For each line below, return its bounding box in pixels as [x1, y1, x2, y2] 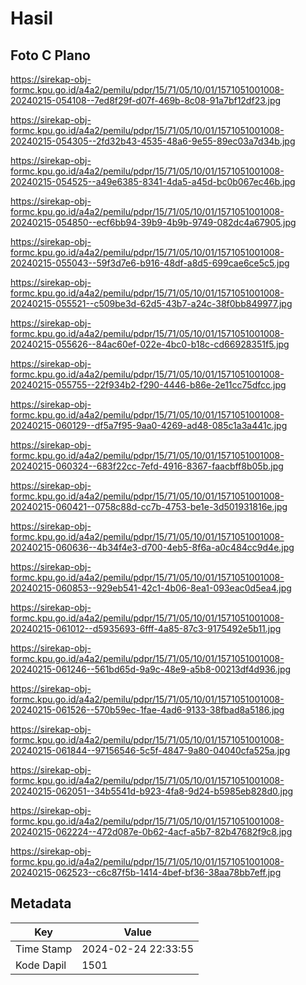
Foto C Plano [10, 47, 91, 64]
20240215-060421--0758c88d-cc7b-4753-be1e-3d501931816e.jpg [10, 501, 288, 512]
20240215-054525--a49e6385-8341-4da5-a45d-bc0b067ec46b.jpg [10, 176, 296, 187]
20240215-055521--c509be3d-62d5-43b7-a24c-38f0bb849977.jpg [10, 298, 293, 309]
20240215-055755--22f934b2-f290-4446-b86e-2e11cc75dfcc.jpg [10, 379, 287, 391]
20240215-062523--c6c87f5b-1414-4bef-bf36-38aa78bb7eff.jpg [10, 867, 282, 878]
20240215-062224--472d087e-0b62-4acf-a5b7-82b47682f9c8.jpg [10, 826, 293, 837]
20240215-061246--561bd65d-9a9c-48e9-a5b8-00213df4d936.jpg [10, 663, 292, 675]
